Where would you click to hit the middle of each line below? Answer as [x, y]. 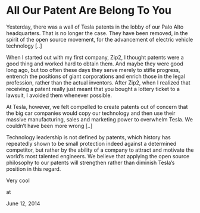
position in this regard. [34, 169]
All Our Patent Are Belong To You [89, 10]
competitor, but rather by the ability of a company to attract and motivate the [100, 150]
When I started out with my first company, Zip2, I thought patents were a [95, 57]
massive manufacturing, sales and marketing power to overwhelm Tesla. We [100, 119]
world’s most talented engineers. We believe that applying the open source [98, 156]
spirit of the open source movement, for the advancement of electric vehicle [100, 39]
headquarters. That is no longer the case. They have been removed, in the [97, 33]
